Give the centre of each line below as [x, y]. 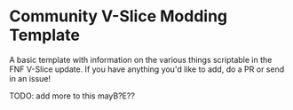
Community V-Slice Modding [119, 16]
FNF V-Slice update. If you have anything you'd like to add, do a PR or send [147, 69]
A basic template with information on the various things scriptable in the [141, 59]
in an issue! [30, 78]
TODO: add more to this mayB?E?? [72, 96]
